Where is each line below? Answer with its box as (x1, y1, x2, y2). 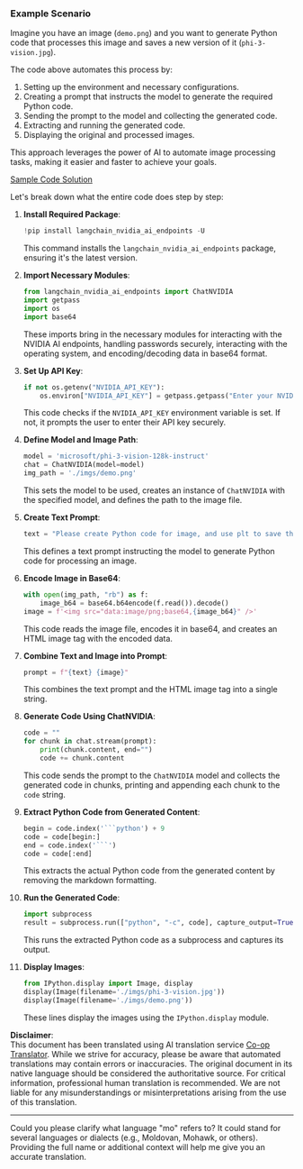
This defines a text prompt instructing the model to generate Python (22, 545, 275, 556)
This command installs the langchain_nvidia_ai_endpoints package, (22, 242, 277, 254)
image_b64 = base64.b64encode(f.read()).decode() (40, 598, 229, 607)
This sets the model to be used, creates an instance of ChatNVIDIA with (22, 485, 286, 496)
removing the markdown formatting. (22, 875, 156, 886)
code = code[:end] (22, 849, 93, 858)
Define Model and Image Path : (22, 434, 138, 445)
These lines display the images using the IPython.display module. (22, 1012, 269, 1023)
